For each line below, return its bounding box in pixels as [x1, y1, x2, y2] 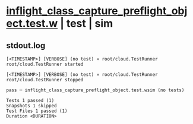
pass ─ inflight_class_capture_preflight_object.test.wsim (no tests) [6, 87, 185, 93]
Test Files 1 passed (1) [6, 108, 68, 114]
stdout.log [6, 40, 46, 50]
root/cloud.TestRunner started [6, 61, 84, 67]
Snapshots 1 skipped [6, 103, 58, 109]
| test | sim [60, 17, 113, 30]
